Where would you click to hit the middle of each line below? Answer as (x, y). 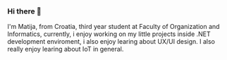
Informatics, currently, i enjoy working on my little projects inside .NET (109, 34)
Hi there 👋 (25, 11)
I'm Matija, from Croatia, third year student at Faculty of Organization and (114, 27)
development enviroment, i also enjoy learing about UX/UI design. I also (111, 42)
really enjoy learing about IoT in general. (66, 49)
